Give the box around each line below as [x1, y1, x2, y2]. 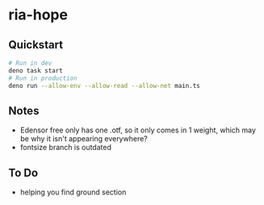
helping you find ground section [19, 187, 127, 197]
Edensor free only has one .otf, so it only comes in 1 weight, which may [19, 125, 257, 135]
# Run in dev [8, 59, 52, 67]
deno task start [8, 66, 63, 74]
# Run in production [8, 74, 78, 82]
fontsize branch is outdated [19, 143, 111, 153]
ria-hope [8, 6, 69, 24]
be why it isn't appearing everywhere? [19, 134, 148, 144]
